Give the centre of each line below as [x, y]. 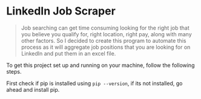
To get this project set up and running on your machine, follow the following [100, 65]
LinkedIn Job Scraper [61, 11]
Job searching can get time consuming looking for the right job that [105, 28]
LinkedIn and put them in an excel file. [68, 53]
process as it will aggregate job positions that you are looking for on [106, 47]
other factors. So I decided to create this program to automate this [104, 40]
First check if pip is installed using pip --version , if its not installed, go [94, 83]
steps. [14, 71]
